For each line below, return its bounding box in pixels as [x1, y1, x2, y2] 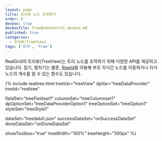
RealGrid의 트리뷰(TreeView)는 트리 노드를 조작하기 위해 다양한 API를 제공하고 [5, 58, 158, 64]
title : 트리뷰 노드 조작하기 [5, 12, 56, 17]
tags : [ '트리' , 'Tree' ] [5, 44, 52, 49]
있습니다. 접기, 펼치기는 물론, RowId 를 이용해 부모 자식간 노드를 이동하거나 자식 [5, 64, 158, 70]
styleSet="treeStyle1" [5, 106, 49, 112]
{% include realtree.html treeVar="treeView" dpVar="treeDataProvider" [5, 80, 150, 87]
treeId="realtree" [5, 86, 40, 92]
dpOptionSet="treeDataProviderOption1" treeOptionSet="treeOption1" [5, 100, 148, 106]
